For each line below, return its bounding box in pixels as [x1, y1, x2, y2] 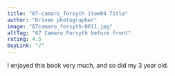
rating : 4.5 [7, 36, 42, 43]
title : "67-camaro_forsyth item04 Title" [7, 10, 129, 17]
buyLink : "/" [7, 42, 45, 49]
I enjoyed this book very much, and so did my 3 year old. [7, 61, 169, 69]
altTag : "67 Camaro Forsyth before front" [7, 29, 131, 37]
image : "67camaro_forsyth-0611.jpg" [7, 23, 113, 30]
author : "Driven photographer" [7, 17, 98, 23]
